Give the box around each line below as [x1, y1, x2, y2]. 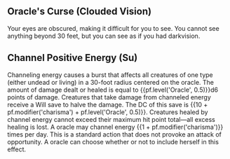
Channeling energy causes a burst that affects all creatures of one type [7, 70, 213, 79]
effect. [7, 145, 27, 153]
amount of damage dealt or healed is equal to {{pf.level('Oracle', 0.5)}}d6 [7, 85, 219, 94]
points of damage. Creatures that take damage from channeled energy [7, 92, 212, 101]
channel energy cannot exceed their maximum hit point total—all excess [7, 115, 215, 123]
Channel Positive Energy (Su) [7, 52, 138, 64]
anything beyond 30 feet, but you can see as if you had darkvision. [7, 32, 201, 40]
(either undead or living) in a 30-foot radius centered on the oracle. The [7, 78, 214, 86]
